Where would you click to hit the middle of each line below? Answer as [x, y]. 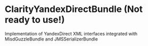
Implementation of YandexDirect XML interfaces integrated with [71, 33]
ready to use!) [35, 20]
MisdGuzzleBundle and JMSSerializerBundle [51, 39]
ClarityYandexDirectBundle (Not [74, 9]
